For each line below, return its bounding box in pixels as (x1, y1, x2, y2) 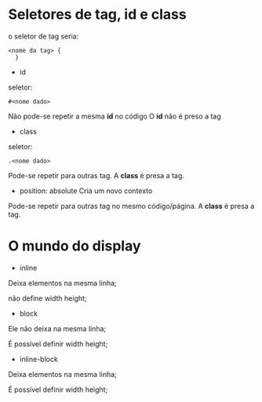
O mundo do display (8, 237, 141, 255)
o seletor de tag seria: (8, 31, 79, 41)
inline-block (19, 354, 59, 364)
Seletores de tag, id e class (8, 5, 187, 24)
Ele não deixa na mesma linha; (8, 323, 107, 333)
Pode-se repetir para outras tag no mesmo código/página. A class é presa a (8, 201, 255, 210)
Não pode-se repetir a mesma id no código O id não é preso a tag (8, 111, 221, 121)
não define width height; (8, 293, 88, 303)
